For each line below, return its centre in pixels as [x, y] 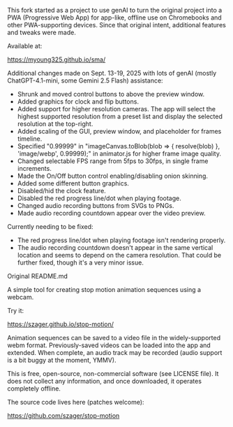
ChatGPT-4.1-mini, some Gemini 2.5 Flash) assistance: [85, 80]
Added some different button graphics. [73, 183]
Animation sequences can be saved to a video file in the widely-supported [114, 338]
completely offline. [34, 388]
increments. [35, 168]
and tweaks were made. [42, 32]
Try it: [16, 310]
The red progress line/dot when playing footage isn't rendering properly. [121, 240]
